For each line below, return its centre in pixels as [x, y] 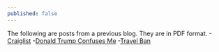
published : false [32, 14]
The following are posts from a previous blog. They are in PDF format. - [110, 33]
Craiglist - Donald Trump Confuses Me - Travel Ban [79, 41]
